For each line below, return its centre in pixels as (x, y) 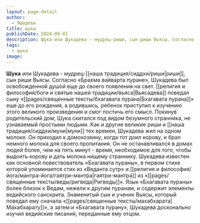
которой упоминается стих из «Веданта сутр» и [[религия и (83, 169)
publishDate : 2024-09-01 (37, 34)
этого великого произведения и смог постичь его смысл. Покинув (92, 111)
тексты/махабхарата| (145, 201)
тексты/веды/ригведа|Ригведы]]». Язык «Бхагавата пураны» (115, 182)
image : (14, 56)
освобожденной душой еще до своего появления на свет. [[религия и (96, 86)
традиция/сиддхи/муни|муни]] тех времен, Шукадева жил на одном (94, 131)
